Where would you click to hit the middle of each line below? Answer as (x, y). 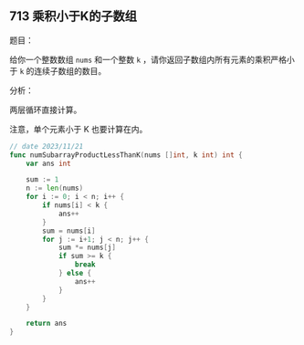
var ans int (48, 163)
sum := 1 (42, 180)
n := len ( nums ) (55, 188)
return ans (47, 324)
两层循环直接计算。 (46, 110)
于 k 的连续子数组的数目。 (58, 70)
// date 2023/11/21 (47, 146)
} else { (75, 273)
